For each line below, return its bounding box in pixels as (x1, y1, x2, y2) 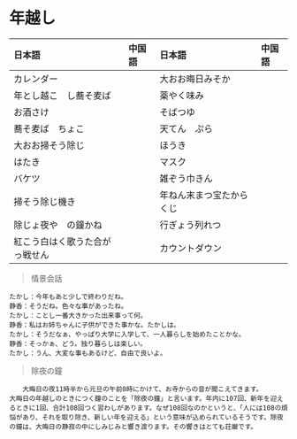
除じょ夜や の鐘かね (13, 219, 103, 231)
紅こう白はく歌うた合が (13, 235, 112, 248)
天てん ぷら (159, 122, 214, 135)
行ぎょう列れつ (159, 219, 222, 231)
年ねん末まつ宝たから (159, 189, 249, 201)
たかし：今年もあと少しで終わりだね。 (9, 292, 128, 301)
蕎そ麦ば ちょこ (13, 122, 86, 135)
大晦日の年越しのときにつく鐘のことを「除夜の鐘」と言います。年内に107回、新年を (9, 394, 271, 403)
